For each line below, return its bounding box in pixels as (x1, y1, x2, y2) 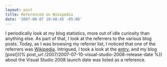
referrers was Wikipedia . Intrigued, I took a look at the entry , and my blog (5, 46, 157, 52)
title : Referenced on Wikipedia (5, 12, 73, 17)
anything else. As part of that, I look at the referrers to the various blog (5, 35, 152, 41)
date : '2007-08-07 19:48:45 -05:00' (5, 16, 82, 21)
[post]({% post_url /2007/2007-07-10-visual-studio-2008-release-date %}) (5, 51, 162, 57)
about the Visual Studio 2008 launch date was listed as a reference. (5, 57, 146, 63)
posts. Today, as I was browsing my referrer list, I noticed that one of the (5, 41, 156, 47)
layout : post (5, 7, 33, 12)
